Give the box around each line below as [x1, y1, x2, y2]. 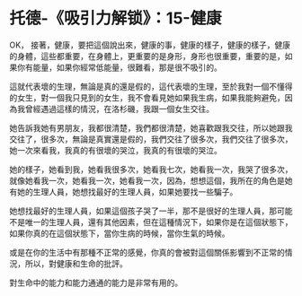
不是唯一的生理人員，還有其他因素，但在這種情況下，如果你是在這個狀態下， [9, 216, 293, 227]
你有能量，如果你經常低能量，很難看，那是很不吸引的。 [16, 62, 222, 73]
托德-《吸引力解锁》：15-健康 [9, 8, 222, 29]
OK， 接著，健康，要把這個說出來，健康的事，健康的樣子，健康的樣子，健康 [9, 39, 291, 50]
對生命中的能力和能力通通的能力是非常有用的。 [9, 277, 182, 288]
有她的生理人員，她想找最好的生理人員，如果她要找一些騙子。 [9, 186, 238, 197]
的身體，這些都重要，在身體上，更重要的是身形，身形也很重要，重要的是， [9, 50, 285, 61]
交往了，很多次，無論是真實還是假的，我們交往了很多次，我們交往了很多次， [9, 134, 293, 144]
